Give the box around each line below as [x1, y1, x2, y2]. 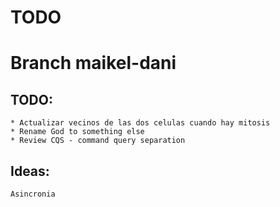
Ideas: [10, 162, 50, 180]
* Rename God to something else [10, 127, 145, 137]
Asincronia [10, 189, 56, 199]
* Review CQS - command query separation [10, 136, 186, 146]
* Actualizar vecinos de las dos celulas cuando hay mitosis [10, 118, 271, 128]
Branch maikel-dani [10, 52, 177, 75]
